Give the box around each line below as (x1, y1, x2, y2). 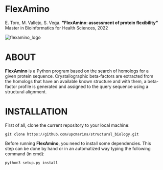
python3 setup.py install (5, 160, 58, 165)
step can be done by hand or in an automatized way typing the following (5, 145, 151, 151)
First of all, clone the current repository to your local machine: (5, 122, 130, 128)
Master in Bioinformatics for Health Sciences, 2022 (5, 25, 109, 30)
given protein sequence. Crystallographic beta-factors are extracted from (5, 73, 154, 79)
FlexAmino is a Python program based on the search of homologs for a (5, 68, 149, 74)
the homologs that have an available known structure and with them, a (5, 78, 147, 84)
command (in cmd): (5, 151, 45, 157)
